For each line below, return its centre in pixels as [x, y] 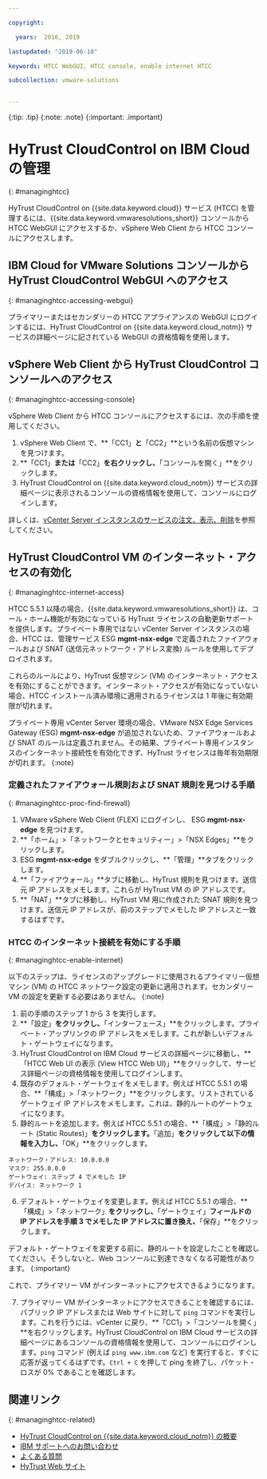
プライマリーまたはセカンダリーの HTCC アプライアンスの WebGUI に [123, 317]
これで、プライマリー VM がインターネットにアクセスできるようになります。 [133, 1286]
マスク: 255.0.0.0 [37, 1169]
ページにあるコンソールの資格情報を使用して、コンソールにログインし [142, 1342]
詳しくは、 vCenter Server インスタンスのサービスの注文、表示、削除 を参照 [132, 520]
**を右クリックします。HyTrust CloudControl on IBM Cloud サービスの [135, 1333]
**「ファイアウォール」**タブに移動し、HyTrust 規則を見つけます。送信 [138, 879]
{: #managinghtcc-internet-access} [67, 592]
